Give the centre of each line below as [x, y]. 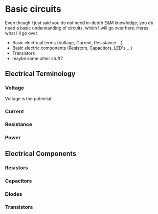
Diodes [14, 194]
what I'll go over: [22, 33]
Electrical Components [41, 153]
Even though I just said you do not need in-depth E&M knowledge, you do [79, 23]
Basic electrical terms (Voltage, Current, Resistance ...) [68, 42]
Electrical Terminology [40, 74]
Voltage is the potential [28, 98]
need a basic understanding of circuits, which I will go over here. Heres [77, 28]
